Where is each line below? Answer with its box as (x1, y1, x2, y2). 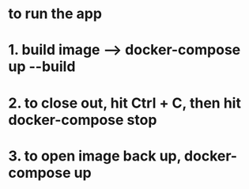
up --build (8, 58, 76, 76)
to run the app (8, 5, 103, 23)
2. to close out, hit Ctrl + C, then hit (8, 94, 241, 112)
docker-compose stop (8, 111, 157, 129)
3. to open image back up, (8, 147, 182, 164)
